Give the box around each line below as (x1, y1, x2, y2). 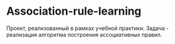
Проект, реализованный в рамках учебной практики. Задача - (6, 24, 169, 32)
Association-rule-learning (6, 4, 141, 18)
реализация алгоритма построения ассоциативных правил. (6, 31, 163, 38)
